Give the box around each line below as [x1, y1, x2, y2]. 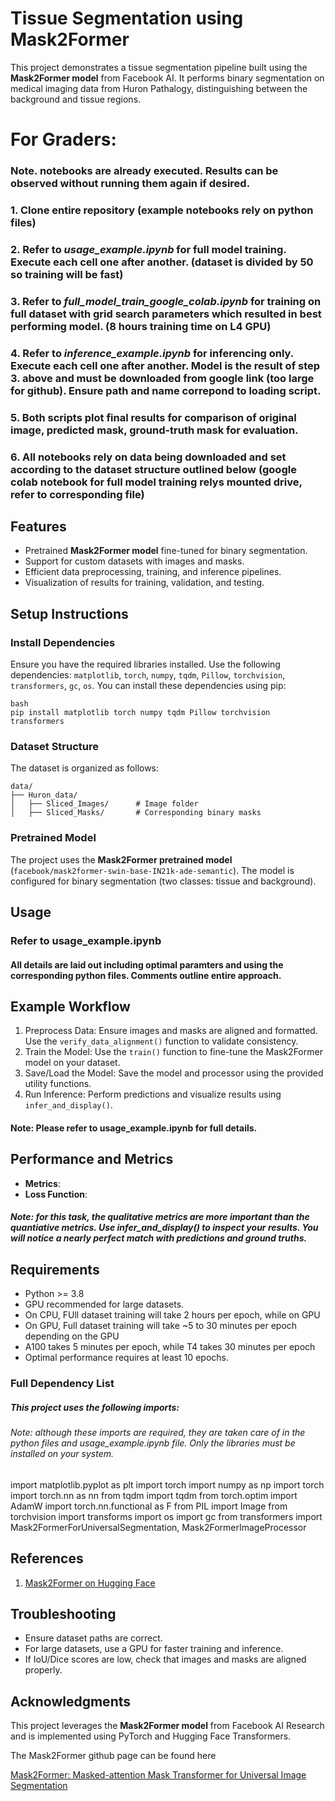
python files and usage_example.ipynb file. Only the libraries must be [10, 1437, 296, 1449]
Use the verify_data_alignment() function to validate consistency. [24, 1035, 299, 1047]
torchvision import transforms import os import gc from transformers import [10, 1510, 323, 1522]
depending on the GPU [24, 1330, 120, 1342]
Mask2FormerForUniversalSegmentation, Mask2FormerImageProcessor [10, 1521, 307, 1533]
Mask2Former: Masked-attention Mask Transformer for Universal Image [10, 1769, 307, 1781]
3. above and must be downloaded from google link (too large [10, 371, 315, 385]
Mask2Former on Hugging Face [24, 1577, 156, 1589]
